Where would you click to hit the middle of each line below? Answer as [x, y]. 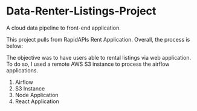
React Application [37, 101]
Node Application [37, 95]
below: [15, 46]
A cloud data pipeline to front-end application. [63, 28]
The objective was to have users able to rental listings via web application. [99, 57]
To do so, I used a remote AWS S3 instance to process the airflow [88, 64]
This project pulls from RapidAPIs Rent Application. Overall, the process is [98, 39]
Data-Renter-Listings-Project [81, 11]
